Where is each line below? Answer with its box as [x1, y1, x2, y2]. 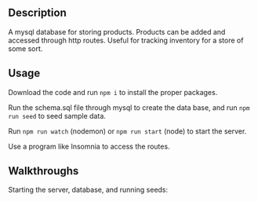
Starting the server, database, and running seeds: [8, 185, 169, 195]
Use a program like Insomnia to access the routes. [8, 141, 170, 151]
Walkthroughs [8, 164, 79, 178]
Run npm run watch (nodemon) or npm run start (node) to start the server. [8, 126, 247, 136]
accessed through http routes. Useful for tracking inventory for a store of [8, 35, 244, 45]
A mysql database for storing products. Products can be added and [8, 27, 226, 36]
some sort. [8, 43, 43, 53]
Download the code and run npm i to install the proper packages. [8, 87, 218, 97]
